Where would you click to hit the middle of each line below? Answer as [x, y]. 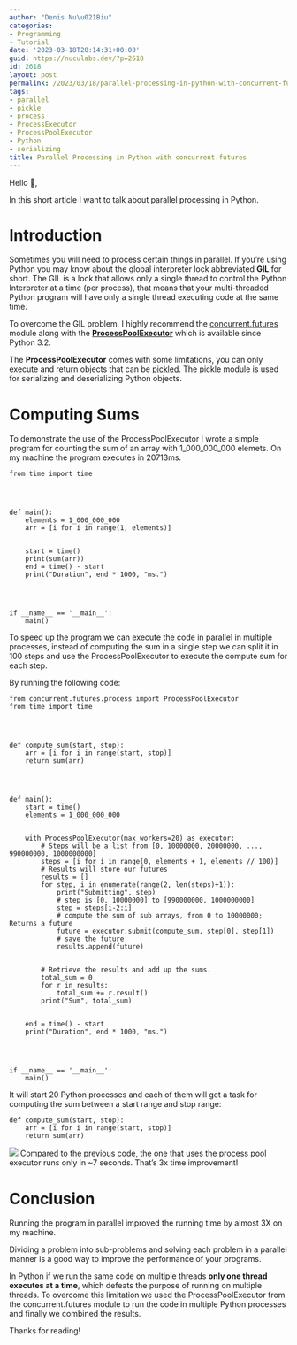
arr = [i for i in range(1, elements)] [99, 528]
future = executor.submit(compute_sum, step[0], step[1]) [165, 931]
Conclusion [52, 1199]
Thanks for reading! [45, 1331]
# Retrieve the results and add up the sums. [126, 970]
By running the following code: [65, 683]
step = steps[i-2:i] [94, 908]
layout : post [33, 75]
